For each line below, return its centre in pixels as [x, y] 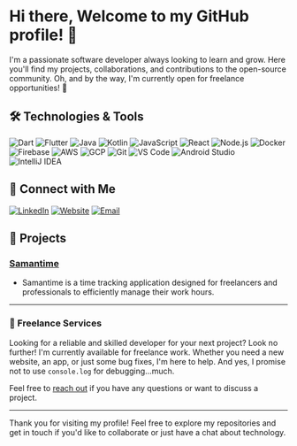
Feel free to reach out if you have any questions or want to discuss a [134, 388]
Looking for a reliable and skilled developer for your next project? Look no [144, 342]
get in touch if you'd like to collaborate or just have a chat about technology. [148, 432]
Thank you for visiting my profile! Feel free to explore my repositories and [143, 423]
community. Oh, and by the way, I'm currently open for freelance [127, 78]
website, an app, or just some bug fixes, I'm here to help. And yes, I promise [147, 361]
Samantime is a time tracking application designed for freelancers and [150, 283]
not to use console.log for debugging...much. [92, 371]
